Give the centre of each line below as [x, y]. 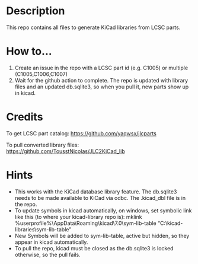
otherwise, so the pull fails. [48, 255]
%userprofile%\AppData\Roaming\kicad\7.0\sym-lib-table [86, 223]
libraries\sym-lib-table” [43, 229]
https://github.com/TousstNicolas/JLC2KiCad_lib [66, 151]
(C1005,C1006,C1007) [41, 74]
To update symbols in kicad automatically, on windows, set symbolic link [103, 210]
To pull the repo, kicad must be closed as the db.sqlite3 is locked [94, 248]
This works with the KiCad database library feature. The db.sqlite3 [96, 192]
